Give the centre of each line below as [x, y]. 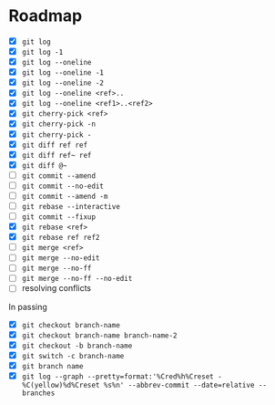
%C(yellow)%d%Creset [61, 385]
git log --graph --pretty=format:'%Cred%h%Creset [118, 376]
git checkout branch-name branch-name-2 [99, 335]
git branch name [52, 366]
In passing [28, 306]
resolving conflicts [56, 288]
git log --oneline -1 [62, 73]
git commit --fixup [59, 217]
